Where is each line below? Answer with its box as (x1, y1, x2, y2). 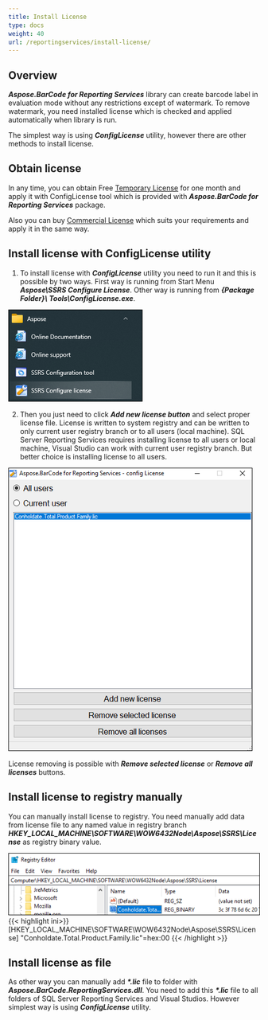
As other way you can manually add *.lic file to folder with (8, 977, 198, 987)
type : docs (8, 21, 45, 29)
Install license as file (8, 956, 111, 969)
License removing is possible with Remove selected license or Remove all (8, 759, 253, 768)
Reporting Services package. (8, 200, 106, 209)
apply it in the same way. (8, 224, 90, 233)
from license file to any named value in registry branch (8, 820, 187, 830)
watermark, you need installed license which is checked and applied (8, 107, 232, 116)
